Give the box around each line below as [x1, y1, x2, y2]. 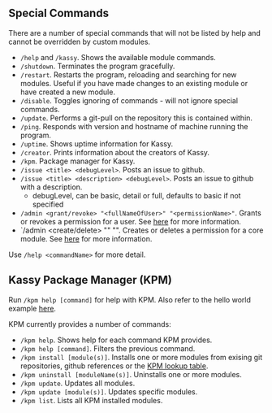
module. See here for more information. [19, 233, 153, 243]
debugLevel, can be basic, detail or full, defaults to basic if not [32, 190, 241, 200]
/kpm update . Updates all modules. [19, 378, 136, 388]
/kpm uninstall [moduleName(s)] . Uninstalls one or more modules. [19, 369, 242, 379]
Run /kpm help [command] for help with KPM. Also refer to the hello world [8, 294, 252, 304]
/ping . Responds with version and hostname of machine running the [19, 121, 248, 131]
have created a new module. [19, 87, 116, 97]
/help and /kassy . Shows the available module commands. [19, 52, 217, 62]
